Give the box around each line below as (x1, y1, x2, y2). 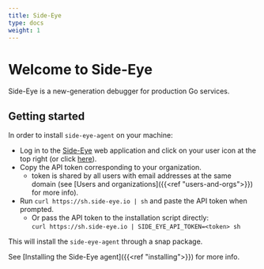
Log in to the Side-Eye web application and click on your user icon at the (19, 146, 257, 155)
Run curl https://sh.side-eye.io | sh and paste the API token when (19, 196, 247, 206)
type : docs (8, 19, 44, 27)
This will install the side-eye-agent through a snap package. (8, 237, 203, 246)
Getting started (8, 109, 85, 123)
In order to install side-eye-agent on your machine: (8, 131, 173, 140)
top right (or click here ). (19, 154, 97, 164)
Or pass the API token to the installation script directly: (31, 213, 209, 222)
